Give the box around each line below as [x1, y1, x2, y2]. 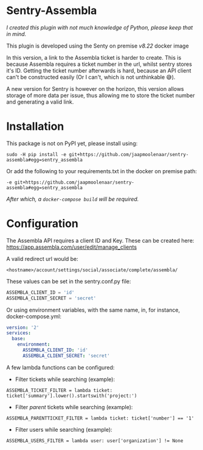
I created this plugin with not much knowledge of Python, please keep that [6, 24, 193, 31]
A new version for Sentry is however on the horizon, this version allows [6, 85, 184, 92]
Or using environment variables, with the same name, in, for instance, [6, 306, 181, 313]
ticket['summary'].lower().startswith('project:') [6, 393, 137, 399]
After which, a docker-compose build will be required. [6, 195, 139, 202]
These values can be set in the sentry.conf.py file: [6, 277, 131, 285]
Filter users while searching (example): [15, 426, 112, 433]
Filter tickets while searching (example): [15, 376, 115, 383]
